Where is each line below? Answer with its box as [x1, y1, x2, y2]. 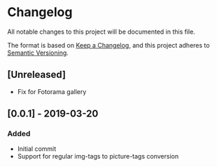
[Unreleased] [7, 69, 66, 81]
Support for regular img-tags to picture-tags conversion [17, 152, 179, 161]
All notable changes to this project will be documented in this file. [7, 27, 196, 36]
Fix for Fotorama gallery [17, 87, 87, 95]
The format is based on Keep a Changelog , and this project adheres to [7, 41, 210, 49]
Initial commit [17, 145, 57, 153]
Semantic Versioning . [7, 48, 69, 57]
